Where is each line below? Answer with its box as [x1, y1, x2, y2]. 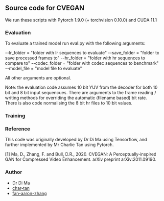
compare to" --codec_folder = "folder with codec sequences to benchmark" [5, 60, 159, 66]
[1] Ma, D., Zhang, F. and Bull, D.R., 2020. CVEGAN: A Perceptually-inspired [5, 151, 157, 157]
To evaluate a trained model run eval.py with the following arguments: [5, 40, 145, 46]
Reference [5, 125, 30, 132]
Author [5, 169, 23, 176]
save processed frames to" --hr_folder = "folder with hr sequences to [5, 55, 145, 61]
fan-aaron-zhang [12, 190, 47, 196]
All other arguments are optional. [5, 75, 71, 81]
